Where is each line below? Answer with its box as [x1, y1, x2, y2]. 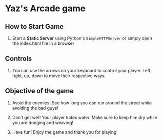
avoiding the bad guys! [12, 105, 59, 111]
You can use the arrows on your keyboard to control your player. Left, [12, 67, 152, 73]
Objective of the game [5, 87, 74, 95]
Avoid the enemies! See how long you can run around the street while [12, 100, 152, 105]
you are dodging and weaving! [12, 120, 74, 125]
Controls [5, 55, 32, 63]
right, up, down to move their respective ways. [12, 73, 106, 79]
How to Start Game [5, 22, 64, 31]
